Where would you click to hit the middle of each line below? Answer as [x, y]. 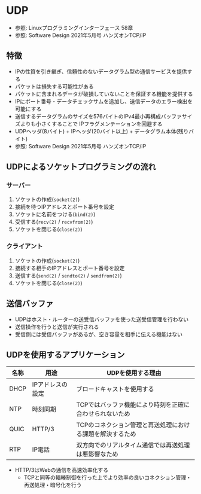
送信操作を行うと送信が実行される [57, 327]
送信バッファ [30, 304]
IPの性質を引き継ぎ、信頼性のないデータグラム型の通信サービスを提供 [101, 71]
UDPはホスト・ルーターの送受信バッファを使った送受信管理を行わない [102, 319]
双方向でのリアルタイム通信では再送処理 [133, 445]
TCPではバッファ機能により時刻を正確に [133, 405]
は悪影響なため [97, 454]
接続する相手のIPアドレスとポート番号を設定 [70, 268]
